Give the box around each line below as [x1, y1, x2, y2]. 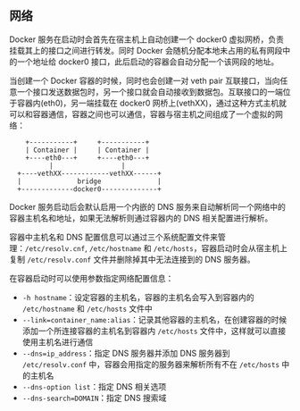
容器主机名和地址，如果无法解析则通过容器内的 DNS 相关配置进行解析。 [9, 213, 273, 223]
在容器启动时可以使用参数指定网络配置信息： [9, 273, 174, 283]
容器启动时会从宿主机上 [200, 242, 287, 253]
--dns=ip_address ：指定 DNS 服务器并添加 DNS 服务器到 [21, 348, 230, 358]
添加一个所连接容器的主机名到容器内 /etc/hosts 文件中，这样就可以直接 [21, 325, 287, 336]
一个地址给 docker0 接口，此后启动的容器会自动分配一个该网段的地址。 [16, 56, 279, 67]
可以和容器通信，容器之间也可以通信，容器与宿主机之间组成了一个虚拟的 [9, 108, 275, 119]
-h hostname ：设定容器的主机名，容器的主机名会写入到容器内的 [21, 291, 254, 302]
